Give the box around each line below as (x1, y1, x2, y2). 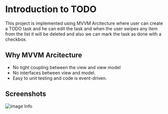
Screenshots (5, 90, 46, 98)
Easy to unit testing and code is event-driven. (12, 75, 107, 81)
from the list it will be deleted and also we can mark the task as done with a (5, 31, 161, 37)
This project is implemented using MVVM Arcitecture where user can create (5, 20, 163, 26)
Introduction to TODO (5, 4, 97, 15)
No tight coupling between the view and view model (12, 64, 121, 70)
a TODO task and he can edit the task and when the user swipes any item (5, 25, 158, 31)
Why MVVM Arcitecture (5, 51, 82, 60)
